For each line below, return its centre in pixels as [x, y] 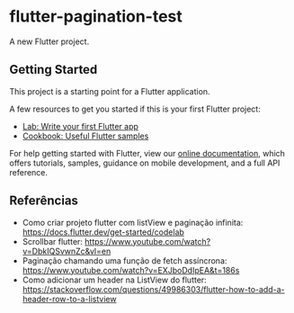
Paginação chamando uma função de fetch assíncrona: [125, 260]
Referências [44, 201]
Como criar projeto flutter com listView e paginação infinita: [133, 222]
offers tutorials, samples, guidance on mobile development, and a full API [145, 163]
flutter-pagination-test [96, 17]
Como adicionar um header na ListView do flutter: [114, 280]
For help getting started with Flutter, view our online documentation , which [147, 153]
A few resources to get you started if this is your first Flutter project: [135, 109]
